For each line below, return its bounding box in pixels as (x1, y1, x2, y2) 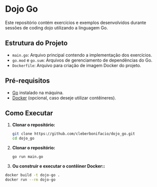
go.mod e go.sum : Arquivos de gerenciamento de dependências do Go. (12, 57, 153, 63)
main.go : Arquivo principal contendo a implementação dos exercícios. (12, 52, 153, 58)
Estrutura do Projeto (5, 39, 68, 47)
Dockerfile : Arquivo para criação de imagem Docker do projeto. (12, 62, 141, 68)
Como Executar (5, 109, 53, 117)
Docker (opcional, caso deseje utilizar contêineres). (12, 94, 116, 101)
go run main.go (12, 154, 44, 160)
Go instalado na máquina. (12, 90, 64, 95)
